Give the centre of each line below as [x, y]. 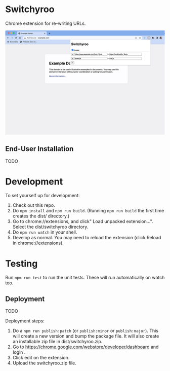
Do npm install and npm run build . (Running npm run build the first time [88, 211]
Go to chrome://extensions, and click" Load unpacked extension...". [83, 221]
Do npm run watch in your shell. [45, 232]
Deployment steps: [25, 321]
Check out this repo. [34, 205]
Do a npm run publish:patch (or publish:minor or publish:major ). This [85, 331]
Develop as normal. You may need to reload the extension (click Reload [87, 238]
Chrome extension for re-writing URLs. [46, 23]
